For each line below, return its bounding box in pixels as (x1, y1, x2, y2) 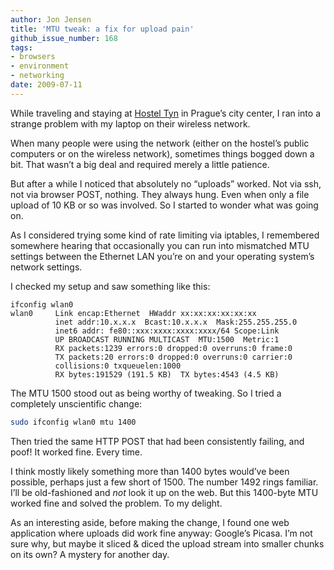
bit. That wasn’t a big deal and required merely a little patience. (10, 158, 270, 170)
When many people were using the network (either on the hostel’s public (10, 137, 310, 149)
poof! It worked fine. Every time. (10, 446, 143, 458)
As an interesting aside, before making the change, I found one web (10, 516, 290, 528)
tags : (10, 42, 33, 53)
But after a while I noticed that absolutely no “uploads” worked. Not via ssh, (10, 177, 322, 190)
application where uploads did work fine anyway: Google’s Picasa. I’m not (10, 527, 313, 539)
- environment (10, 61, 70, 71)
